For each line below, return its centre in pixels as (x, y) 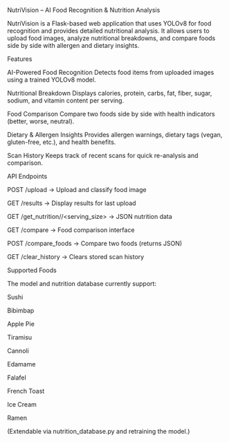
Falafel (17, 378)
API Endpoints (27, 176)
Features (20, 59)
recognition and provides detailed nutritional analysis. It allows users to (108, 31)
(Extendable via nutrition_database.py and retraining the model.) (99, 431)
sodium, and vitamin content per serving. (66, 100)
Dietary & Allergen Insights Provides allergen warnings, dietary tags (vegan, (115, 135)
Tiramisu (20, 337)
